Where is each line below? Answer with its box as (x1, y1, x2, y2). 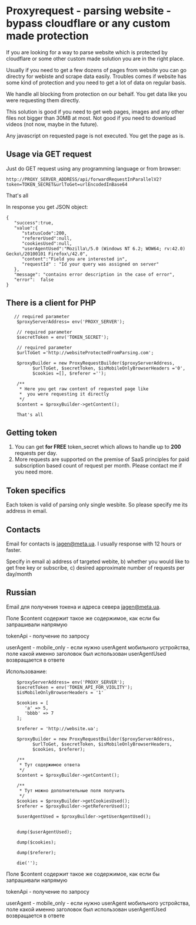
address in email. (6, 508, 48, 515)
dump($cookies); (16, 839, 57, 845)
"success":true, (14, 220, 54, 225)
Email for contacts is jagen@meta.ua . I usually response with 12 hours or (6, 540, 182, 547)
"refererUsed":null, (21, 235, 72, 241)
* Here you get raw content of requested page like (19, 385, 149, 392)
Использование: (6, 668, 47, 675)
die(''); (16, 860, 38, 866)
